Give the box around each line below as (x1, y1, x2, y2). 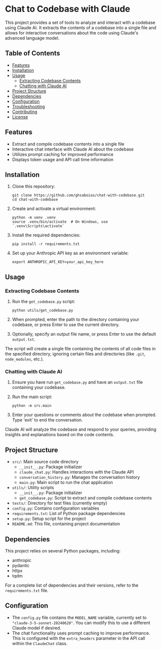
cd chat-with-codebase (12, 197, 58, 202)
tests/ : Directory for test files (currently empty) (12, 500, 108, 506)
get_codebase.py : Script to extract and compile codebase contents (19, 495, 152, 501)
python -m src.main (12, 403, 52, 408)
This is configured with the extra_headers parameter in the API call (12, 635, 145, 641)
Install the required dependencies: (12, 232, 81, 238)
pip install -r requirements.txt (12, 242, 80, 247)
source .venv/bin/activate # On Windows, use (12, 219, 108, 225)
